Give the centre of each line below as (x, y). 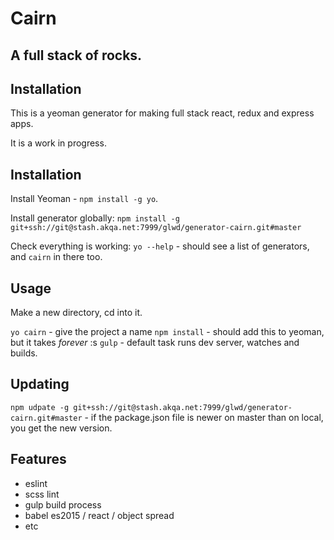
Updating (40, 384)
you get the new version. (61, 428)
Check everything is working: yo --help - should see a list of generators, (160, 246)
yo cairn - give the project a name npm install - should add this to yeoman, (167, 332)
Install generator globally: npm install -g (95, 218)
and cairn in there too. (56, 257)
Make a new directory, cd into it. (76, 313)
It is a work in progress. (58, 143)
